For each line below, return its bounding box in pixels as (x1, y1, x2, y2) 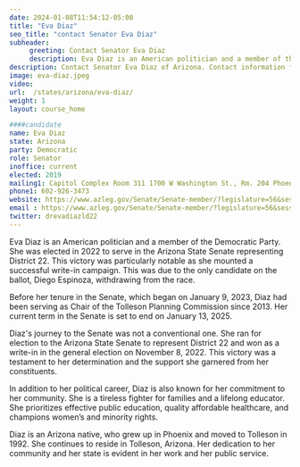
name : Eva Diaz (9, 129, 66, 138)
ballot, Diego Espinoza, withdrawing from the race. (9, 274, 196, 285)
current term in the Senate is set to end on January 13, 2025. (9, 310, 232, 321)
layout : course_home (9, 104, 87, 113)
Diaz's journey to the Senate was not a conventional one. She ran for (9, 328, 262, 338)
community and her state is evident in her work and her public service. (9, 447, 270, 458)
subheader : (9, 38, 50, 47)
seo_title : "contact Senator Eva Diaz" (9, 29, 158, 38)
